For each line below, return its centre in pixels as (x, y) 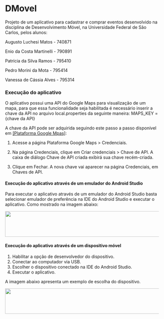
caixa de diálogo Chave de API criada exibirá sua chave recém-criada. (83, 157)
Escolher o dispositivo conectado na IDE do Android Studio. (72, 267)
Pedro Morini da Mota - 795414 (36, 70)
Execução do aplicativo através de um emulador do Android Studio (74, 183)
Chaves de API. (28, 172)
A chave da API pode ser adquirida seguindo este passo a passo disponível (81, 128)
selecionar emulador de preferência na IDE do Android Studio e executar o (80, 199)
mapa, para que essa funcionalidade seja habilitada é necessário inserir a (79, 108)
